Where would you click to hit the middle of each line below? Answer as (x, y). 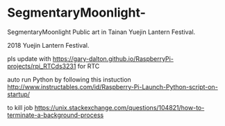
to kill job (20, 107)
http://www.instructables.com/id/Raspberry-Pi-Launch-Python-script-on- (113, 87)
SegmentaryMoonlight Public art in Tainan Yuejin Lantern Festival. (101, 32)
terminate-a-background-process (56, 115)
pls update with (29, 58)
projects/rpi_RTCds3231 (42, 66)
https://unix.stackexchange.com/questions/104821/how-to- (119, 107)
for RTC (89, 66)
